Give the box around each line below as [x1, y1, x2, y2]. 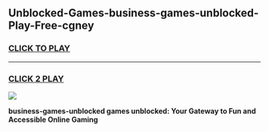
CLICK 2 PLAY [8, 73, 64, 84]
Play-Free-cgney [8, 19, 94, 33]
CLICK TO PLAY [8, 43, 70, 54]
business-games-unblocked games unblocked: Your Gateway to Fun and [8, 106, 256, 115]
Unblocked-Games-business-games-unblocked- [8, 6, 259, 20]
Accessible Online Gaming [8, 114, 98, 124]
